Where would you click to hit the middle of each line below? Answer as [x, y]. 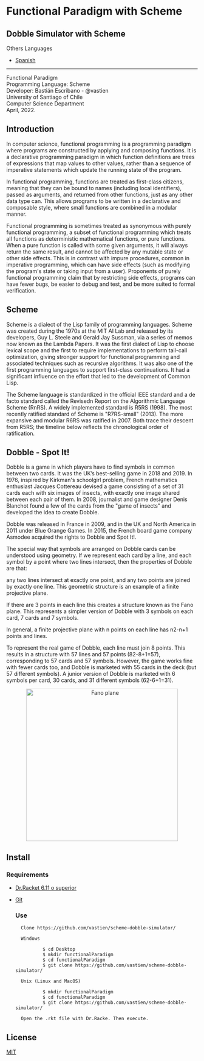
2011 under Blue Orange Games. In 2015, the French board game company [99, 531]
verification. [21, 290]
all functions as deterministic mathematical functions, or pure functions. [96, 238]
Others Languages [29, 48]
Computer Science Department [45, 104]
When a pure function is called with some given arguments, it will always [97, 245]
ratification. [21, 433]
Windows [31, 939]
